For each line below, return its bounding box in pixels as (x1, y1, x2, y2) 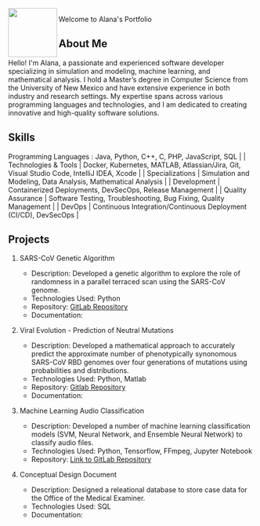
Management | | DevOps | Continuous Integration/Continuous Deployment (8, 202, 247, 211)
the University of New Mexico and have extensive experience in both (8, 82, 231, 93)
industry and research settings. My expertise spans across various (8, 91, 223, 100)
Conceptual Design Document (19, 470, 117, 480)
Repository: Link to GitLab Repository (31, 455, 152, 464)
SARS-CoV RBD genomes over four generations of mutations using (31, 357, 248, 367)
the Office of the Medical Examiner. (31, 494, 146, 503)
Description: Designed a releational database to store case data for (31, 485, 248, 495)
